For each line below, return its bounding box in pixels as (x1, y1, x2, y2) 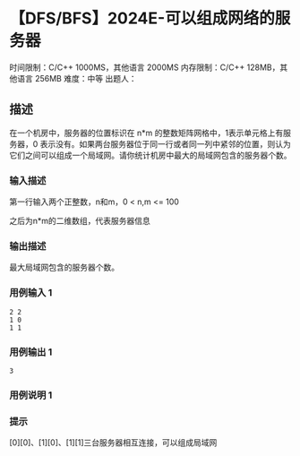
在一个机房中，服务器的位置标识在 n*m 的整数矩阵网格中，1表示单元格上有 (9, 127, 284, 138)
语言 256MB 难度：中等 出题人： (16, 73, 137, 83)
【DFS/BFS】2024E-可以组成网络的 (9, 8, 275, 29)
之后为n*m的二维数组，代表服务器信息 (9, 216, 150, 227)
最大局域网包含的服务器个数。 (9, 262, 119, 273)
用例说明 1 (9, 389, 53, 401)
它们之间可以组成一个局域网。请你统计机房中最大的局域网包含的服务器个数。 (9, 150, 292, 160)
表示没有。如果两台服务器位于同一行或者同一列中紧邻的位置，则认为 (39, 138, 291, 149)
